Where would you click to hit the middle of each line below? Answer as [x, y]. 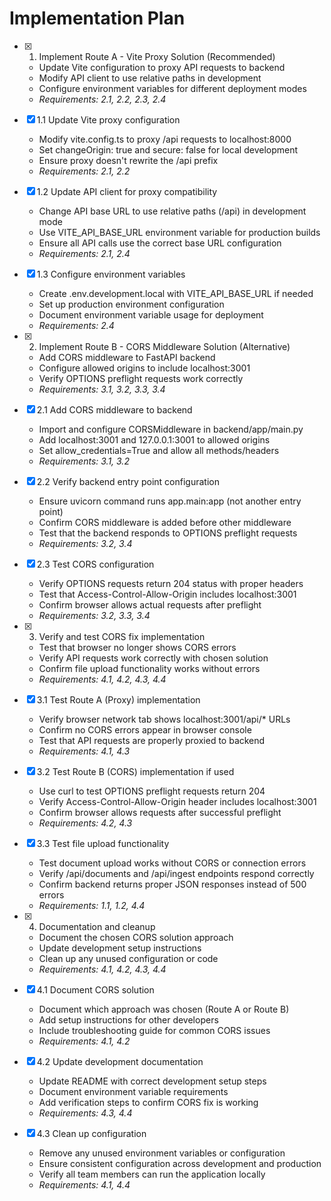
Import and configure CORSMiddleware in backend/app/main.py [171, 429]
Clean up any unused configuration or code [128, 958]
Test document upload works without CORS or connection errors [172, 863]
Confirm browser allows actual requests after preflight [150, 604]
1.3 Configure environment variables [111, 274]
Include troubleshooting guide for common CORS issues [154, 1030]
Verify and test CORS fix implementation [122, 636]
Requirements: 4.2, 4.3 [85, 823]
